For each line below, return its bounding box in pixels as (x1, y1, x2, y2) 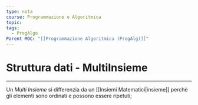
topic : (6, 19, 22, 25)
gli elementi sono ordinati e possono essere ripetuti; (6, 92, 133, 99)
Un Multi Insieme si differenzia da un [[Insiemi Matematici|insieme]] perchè (6, 86, 189, 93)
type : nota (6, 8, 33, 15)
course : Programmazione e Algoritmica (6, 14, 101, 20)
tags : (6, 25, 19, 31)
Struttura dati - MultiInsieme (6, 61, 148, 74)
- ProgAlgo (11, 31, 38, 36)
